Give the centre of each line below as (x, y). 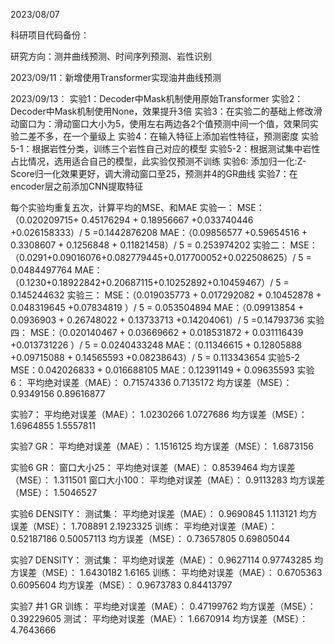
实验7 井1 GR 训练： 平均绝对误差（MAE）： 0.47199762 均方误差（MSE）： (163, 606)
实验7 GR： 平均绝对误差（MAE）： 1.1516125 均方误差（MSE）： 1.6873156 (162, 446)
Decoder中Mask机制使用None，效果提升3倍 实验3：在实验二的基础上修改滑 (166, 111)
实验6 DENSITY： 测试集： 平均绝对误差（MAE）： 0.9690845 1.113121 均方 (164, 513)
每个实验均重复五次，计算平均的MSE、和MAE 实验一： (122, 207)
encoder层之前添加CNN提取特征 (77, 186)
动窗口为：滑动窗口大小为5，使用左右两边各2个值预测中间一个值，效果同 (160, 123)
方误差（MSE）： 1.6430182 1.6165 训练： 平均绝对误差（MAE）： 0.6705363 (166, 572)
